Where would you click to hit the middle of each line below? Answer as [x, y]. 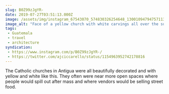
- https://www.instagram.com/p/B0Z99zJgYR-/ [55, 52]
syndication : [19, 47]
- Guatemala [20, 33]
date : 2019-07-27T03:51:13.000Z [39, 15]
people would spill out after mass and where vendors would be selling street [84, 81]
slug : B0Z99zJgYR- [24, 10]
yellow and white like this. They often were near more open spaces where [81, 76]
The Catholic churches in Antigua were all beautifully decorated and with [80, 71]
